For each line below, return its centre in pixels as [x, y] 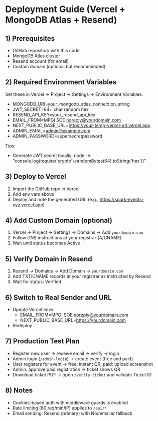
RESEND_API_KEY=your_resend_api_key [54, 114]
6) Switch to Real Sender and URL [58, 297]
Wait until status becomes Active [46, 243]
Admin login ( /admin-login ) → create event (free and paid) [73, 359]
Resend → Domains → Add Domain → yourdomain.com [68, 271]
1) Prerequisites [30, 38]
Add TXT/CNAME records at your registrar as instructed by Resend [82, 276]
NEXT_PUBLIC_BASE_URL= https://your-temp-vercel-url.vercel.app [81, 125]
